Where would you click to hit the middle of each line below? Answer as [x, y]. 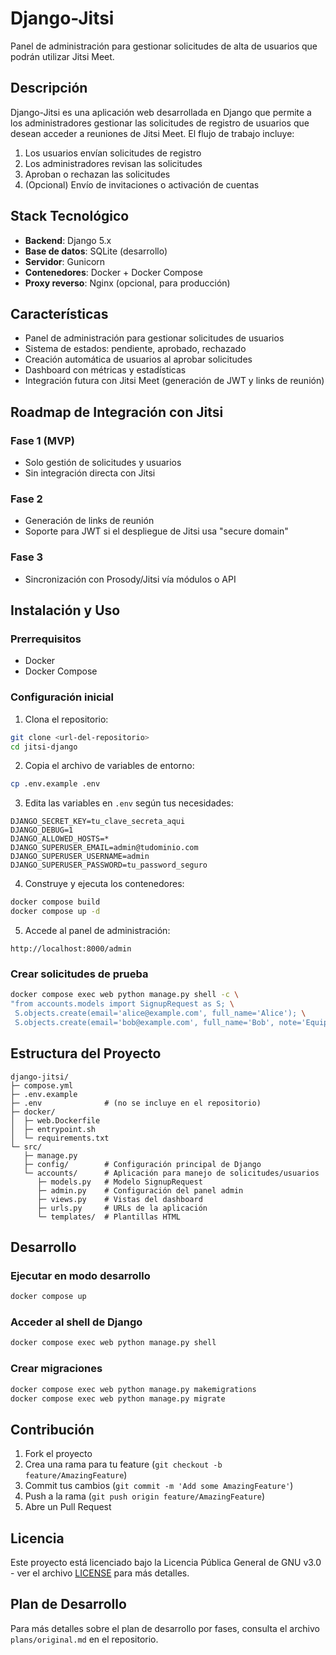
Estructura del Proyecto [86, 1053]
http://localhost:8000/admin [71, 949]
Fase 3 [27, 557]
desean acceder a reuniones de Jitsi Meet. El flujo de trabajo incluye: [152, 133]
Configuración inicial [62, 697]
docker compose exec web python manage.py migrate [118, 1398]
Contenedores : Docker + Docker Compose [113, 272]
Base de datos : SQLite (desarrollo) [96, 251]
